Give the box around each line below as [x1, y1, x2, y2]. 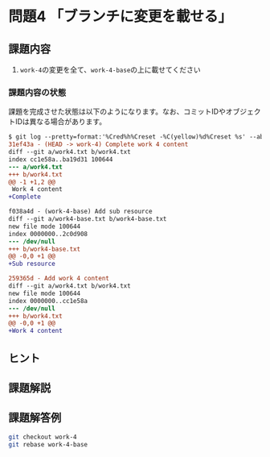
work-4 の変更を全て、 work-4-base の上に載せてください [19, 65, 201, 74]
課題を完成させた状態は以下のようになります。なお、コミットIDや [8, 106, 227, 117]
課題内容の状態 [8, 86, 67, 98]
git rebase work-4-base [8, 440, 88, 448]
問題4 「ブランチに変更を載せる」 [8, 7, 233, 26]
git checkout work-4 [8, 433, 78, 441]
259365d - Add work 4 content [8, 275, 110, 283]
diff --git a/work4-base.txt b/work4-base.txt [8, 215, 167, 223]
